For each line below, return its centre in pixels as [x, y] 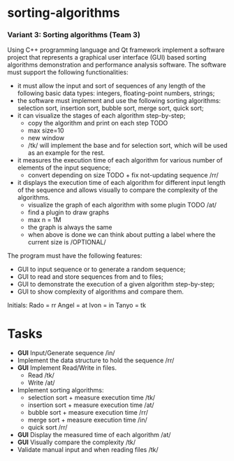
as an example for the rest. [66, 153]
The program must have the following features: [75, 256]
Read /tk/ [41, 376]
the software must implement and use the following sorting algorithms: [119, 101]
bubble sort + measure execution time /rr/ [88, 413]
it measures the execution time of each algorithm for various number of [120, 160]
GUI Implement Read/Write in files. [67, 368]
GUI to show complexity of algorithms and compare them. [100, 291]
